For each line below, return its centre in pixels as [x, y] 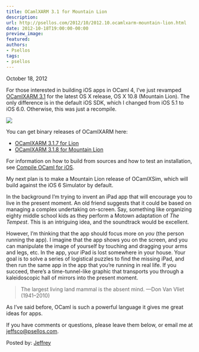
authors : [17, 45]
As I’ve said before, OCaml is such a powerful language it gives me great [95, 307]
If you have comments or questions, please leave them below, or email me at [99, 325]
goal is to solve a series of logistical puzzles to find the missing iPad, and [95, 259]
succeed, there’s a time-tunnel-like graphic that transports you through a [95, 271]
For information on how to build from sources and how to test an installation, [99, 161]
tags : [13, 56]
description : [22, 17]
